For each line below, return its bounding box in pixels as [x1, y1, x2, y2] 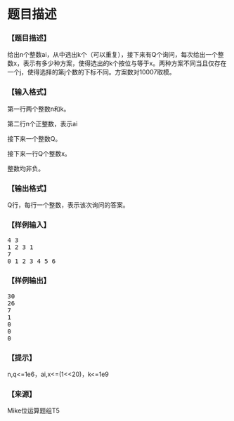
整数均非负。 [7, 164, 44, 173]
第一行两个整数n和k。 [7, 105, 70, 113]
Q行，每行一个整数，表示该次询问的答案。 [7, 201, 129, 209]
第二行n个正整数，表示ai [7, 119, 78, 128]
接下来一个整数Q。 [7, 134, 62, 142]
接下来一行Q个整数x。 [7, 149, 72, 158]
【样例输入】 [7, 220, 51, 229]
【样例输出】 [7, 276, 51, 286]
